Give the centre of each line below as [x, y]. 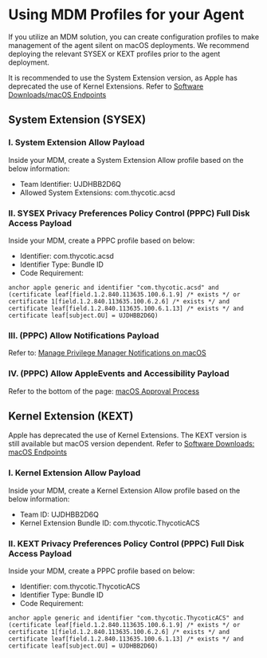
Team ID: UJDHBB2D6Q [59, 514]
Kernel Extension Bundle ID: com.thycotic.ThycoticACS [110, 523]
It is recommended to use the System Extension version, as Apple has [123, 77]
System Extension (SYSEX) [77, 120]
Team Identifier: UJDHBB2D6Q [71, 184]
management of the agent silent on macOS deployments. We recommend [129, 45]
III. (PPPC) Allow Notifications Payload [84, 335]
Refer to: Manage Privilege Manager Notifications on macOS [107, 353]
